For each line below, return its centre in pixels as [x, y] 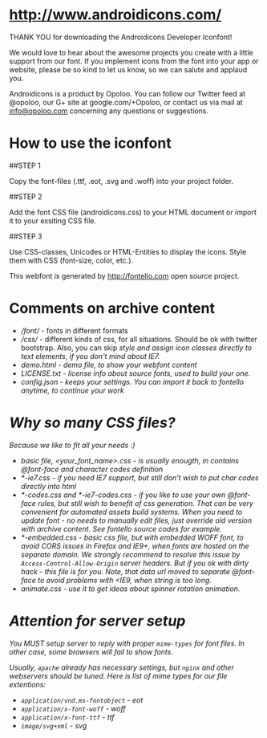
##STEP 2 [26, 196]
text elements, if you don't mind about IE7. [90, 356]
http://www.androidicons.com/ [115, 15]
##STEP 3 [26, 236]
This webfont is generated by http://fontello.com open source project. [124, 275]
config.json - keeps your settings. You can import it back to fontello [132, 381]
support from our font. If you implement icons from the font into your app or [134, 61]
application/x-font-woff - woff [73, 708]
